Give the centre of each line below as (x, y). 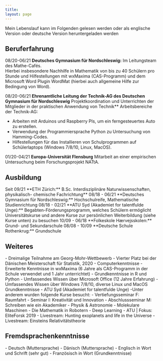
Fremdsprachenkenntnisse (47, 336)
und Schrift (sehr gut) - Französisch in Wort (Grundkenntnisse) (68, 353)
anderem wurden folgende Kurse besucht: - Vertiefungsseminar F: (72, 294)
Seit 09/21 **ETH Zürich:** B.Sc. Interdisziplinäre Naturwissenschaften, (78, 189)
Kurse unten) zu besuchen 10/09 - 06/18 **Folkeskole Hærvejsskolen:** (79, 221)
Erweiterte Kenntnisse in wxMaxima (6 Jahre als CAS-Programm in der (77, 268)
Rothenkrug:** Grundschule (33, 231)
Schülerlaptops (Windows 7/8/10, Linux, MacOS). (62, 147)
